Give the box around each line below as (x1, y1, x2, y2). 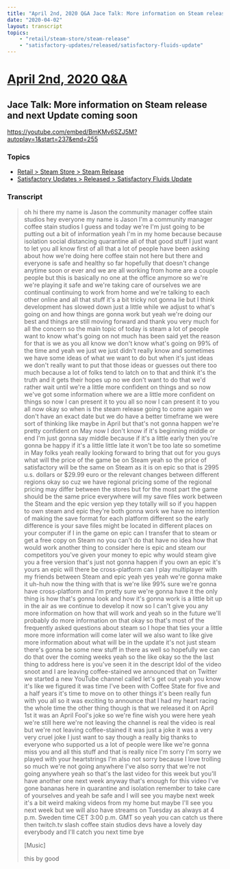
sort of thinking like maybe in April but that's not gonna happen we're (23, 419, 220, 428)
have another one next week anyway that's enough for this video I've (23, 776, 219, 785)
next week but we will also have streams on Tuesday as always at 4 (23, 806, 214, 814)
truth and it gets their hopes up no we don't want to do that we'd (23, 375, 206, 384)
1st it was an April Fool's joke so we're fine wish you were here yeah (23, 711, 216, 719)
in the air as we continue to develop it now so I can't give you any (23, 601, 209, 610)
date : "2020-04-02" (7, 16, 63, 23)
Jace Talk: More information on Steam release (7, 99, 207, 111)
